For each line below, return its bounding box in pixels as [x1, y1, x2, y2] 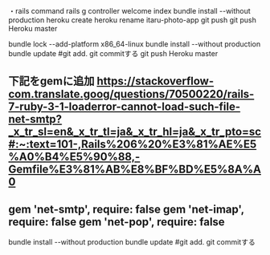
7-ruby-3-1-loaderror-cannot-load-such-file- [8, 100, 241, 114]
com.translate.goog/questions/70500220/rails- [8, 87, 255, 101]
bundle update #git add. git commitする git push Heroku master [8, 49, 219, 58]
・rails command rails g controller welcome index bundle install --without [8, 6, 251, 15]
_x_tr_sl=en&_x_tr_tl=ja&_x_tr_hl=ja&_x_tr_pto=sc [8, 125, 262, 139]
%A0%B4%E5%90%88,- [8, 150, 141, 164]
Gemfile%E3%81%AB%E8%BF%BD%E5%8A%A [8, 163, 261, 176]
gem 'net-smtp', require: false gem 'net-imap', [8, 202, 245, 216]
